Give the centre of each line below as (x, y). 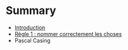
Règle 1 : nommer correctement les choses (68, 34)
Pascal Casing (33, 40)
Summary (31, 11)
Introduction (30, 27)
